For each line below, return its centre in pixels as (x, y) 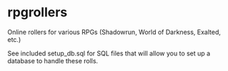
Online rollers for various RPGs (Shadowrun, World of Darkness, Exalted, (114, 32)
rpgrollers (38, 12)
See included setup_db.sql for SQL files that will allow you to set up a (109, 53)
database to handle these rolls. (53, 60)
